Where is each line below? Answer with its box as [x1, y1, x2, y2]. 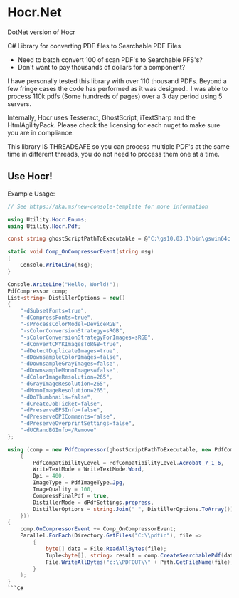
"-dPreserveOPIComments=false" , [20, 414, 116, 421]
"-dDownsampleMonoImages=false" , [20, 367, 119, 374]
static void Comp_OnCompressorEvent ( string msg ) [7, 248, 154, 256]
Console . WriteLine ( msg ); [20, 261, 94, 268]
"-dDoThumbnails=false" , [20, 393, 94, 401]
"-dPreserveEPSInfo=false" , [20, 406, 103, 414]
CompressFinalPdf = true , [33, 492, 110, 499]
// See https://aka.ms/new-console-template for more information [7, 203, 208, 210]
